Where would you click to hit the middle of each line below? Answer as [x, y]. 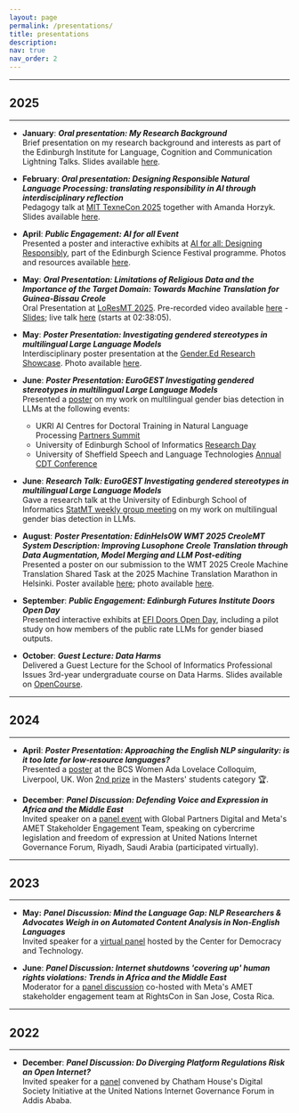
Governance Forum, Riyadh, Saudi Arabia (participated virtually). [140, 847]
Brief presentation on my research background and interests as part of [151, 142]
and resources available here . [76, 262]
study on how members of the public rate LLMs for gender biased [143, 629]
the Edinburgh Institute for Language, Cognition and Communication [147, 151]
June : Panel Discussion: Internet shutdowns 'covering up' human [146, 968]
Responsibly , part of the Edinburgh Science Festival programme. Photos [154, 252]
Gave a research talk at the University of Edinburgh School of [134, 500]
